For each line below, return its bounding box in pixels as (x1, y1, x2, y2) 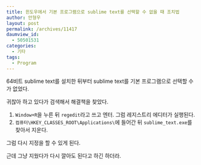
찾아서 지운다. (15, 126, 49, 133)
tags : (6, 54, 20, 60)
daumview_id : (6, 32, 39, 38)
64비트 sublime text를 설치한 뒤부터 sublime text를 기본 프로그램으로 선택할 (6, 77, 188, 85)
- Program (12, 60, 36, 66)
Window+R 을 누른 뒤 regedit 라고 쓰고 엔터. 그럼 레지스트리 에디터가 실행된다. (15, 111, 196, 118)
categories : (6, 43, 36, 49)
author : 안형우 (6, 15, 41, 21)
